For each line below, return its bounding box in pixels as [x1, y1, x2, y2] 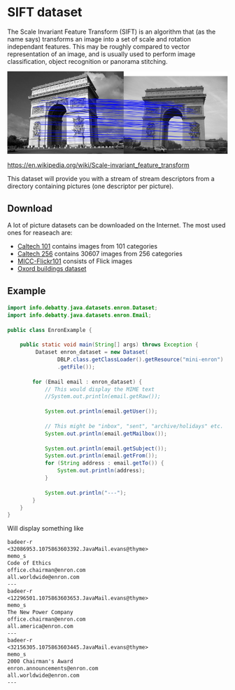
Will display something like [7, 524, 84, 533]
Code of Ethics [7, 559, 52, 567]
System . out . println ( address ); [57, 467, 145, 475]
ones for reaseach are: [7, 229, 73, 237]
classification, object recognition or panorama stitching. [7, 57, 168, 65]
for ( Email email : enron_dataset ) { [32, 378, 142, 385]
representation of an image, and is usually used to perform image [7, 50, 196, 58]
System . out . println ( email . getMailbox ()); [44, 430, 168, 437]
